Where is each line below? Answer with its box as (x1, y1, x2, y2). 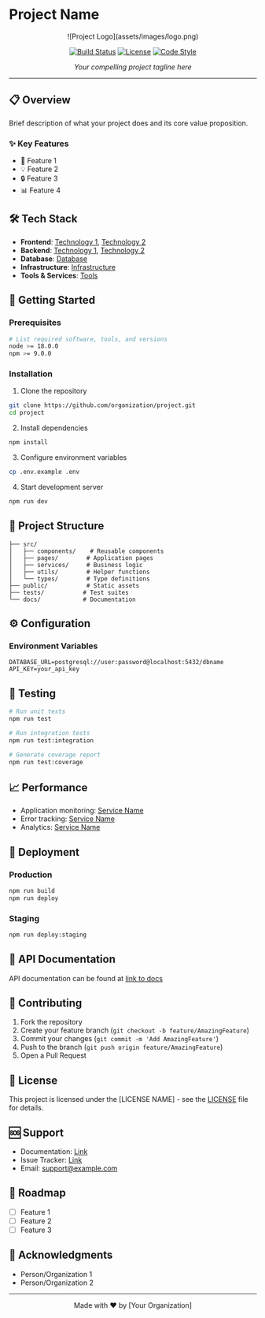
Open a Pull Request (20, 1051, 87, 1060)
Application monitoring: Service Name (20, 806, 144, 816)
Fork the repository (20, 1017, 83, 1027)
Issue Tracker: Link (20, 1156, 83, 1165)
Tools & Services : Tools (20, 271, 98, 280)
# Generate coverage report (9, 751, 101, 759)
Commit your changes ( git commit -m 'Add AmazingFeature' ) (20, 1034, 219, 1044)
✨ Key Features (9, 138, 69, 149)
